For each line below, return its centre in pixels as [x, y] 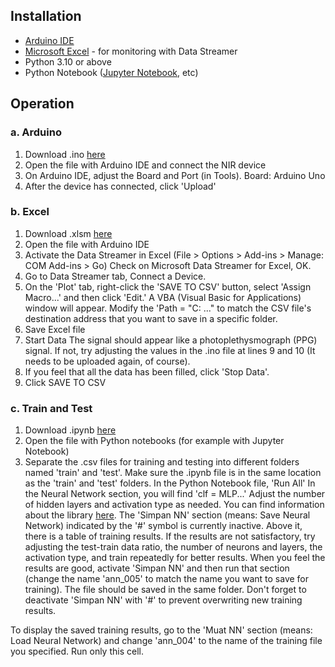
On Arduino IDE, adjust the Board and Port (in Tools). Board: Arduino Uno [175, 175]
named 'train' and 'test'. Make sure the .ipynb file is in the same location [173, 473]
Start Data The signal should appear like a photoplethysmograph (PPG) [171, 340]
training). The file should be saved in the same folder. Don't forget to [165, 590]
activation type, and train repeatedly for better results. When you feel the [175, 558]
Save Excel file [55, 329]
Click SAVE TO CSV [65, 382]
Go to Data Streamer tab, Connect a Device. [115, 276]
